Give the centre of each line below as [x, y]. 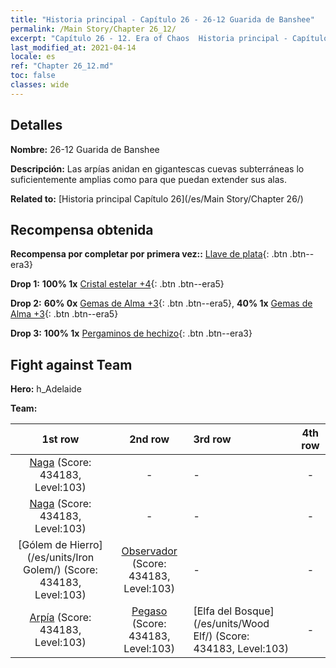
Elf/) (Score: [221, 636]
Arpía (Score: [60, 618]
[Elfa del [213, 611]
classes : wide [40, 85]
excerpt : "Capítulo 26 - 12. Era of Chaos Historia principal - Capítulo [169, 38]
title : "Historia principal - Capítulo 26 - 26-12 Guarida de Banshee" [162, 19]
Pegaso [149, 611]
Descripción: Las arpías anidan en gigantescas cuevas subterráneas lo [157, 168]
